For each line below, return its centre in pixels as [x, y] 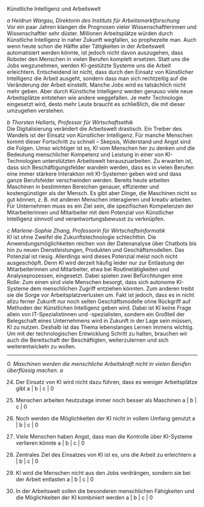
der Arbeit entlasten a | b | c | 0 [54, 479]
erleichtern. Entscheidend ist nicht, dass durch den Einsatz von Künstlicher [100, 72]
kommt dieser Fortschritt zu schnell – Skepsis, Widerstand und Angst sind [99, 141]
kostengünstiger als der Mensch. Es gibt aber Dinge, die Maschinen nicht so [102, 193]
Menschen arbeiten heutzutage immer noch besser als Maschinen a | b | [106, 400]
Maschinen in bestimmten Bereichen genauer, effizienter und [83, 187]
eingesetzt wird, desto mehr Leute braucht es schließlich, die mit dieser [96, 104]
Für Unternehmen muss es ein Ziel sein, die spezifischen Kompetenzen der [100, 206]
